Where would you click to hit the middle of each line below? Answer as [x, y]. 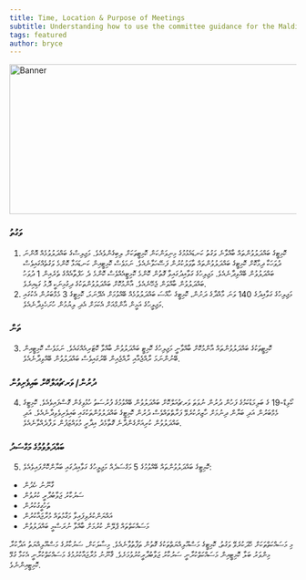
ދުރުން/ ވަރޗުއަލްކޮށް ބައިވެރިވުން [53, 382]
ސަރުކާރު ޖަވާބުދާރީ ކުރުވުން [53, 496]
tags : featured [38, 35]
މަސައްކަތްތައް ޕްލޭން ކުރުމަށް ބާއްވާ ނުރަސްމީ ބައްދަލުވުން [86, 526]
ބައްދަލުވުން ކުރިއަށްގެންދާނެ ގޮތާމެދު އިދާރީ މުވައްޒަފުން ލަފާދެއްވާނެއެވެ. [102, 423]
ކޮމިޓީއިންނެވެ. [25, 565]
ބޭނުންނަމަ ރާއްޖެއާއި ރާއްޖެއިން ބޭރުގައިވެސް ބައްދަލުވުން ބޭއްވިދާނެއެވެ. [101, 358]
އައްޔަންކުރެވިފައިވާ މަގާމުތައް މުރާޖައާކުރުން [68, 516]
